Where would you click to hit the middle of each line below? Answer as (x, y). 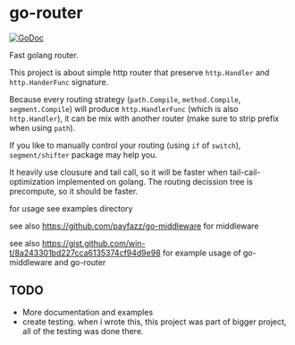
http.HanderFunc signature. (59, 82)
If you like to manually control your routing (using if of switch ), (125, 145)
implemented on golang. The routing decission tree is (155, 181)
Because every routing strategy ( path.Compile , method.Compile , (125, 99)
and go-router (80, 262)
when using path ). (42, 127)
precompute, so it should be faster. (74, 191)
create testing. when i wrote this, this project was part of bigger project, (154, 322)
